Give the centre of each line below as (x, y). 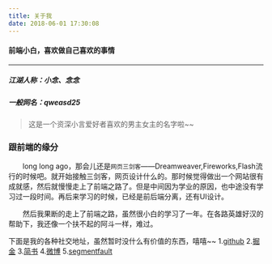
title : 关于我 (30, 16)
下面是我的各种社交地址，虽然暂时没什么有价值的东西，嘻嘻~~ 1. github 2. (131, 241)
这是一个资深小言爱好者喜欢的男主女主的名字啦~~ (111, 124)
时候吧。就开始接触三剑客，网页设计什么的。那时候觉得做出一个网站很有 (143, 177)
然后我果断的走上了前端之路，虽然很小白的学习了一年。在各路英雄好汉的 (143, 214)
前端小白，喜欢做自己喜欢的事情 (62, 50)
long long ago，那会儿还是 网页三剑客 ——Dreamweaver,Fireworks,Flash (140, 166)
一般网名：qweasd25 (45, 102)
